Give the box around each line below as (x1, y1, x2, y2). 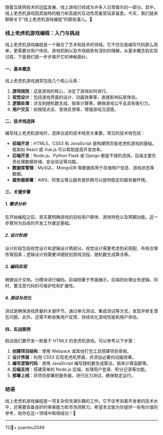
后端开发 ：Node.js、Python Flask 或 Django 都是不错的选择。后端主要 (12, 152, 152, 158)
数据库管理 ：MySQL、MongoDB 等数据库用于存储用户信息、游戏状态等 (12, 164, 154, 170)
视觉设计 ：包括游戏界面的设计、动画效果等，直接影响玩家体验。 (12, 94, 140, 100)
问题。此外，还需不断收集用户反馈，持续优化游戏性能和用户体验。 (9, 314, 141, 320)
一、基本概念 (5, 66, 31, 72)
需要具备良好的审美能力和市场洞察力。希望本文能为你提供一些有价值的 (17, 404, 158, 410)
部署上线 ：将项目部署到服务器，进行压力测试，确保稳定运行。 (12, 373, 136, 379)
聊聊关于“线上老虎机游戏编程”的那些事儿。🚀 (5, 17, 93, 22)
